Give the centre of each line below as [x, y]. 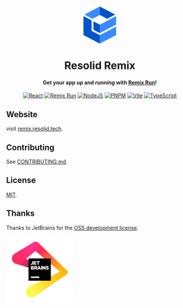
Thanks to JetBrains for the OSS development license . [72, 228]
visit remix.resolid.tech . [35, 129]
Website [22, 114]
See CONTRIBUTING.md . [37, 162]
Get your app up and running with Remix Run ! [100, 82]
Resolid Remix [100, 66]
